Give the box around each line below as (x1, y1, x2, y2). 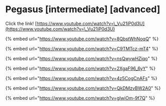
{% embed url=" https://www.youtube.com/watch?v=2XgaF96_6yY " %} (5, 65, 156, 71)
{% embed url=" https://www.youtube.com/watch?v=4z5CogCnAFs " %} (5, 75, 158, 81)
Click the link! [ (5, 20, 37, 26)
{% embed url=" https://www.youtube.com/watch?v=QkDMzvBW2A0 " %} (5, 85, 161, 91)
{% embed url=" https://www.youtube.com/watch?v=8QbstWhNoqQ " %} (5, 36, 159, 42)
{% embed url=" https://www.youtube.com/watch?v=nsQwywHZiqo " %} (5, 55, 158, 62)
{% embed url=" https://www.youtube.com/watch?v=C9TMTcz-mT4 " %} (5, 45, 158, 51)
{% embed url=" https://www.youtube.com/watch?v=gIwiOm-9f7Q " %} (5, 95, 155, 101)
